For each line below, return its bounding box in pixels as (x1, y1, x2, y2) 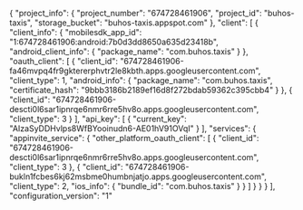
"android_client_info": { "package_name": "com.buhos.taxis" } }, (9, 46, 249, 57)
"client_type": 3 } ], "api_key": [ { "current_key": (9, 113, 188, 124)
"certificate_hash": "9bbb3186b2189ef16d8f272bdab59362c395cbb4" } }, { (9, 85, 293, 95)
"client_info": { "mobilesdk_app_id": (9, 27, 142, 37)
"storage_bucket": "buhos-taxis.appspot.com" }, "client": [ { (34, 17, 259, 28)
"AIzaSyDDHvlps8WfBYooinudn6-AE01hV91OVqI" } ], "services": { (9, 123, 257, 134)
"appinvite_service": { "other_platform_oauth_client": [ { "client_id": (9, 133, 259, 143)
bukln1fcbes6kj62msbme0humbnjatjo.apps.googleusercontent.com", (9, 171, 268, 182)
